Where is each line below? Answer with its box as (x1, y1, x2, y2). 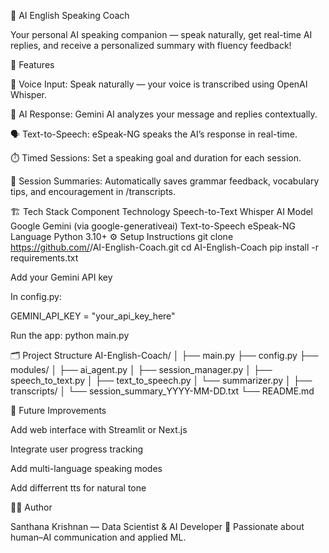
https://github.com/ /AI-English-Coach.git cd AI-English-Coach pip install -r (10, 241, 319, 253)
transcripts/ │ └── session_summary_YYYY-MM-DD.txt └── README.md (10, 385, 315, 397)
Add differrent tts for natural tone (10, 482, 147, 494)
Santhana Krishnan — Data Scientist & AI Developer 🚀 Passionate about (10, 521, 305, 532)
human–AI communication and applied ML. (10, 531, 187, 543)
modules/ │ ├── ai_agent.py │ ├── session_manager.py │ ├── (10, 364, 273, 375)
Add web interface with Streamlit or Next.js (10, 424, 188, 435)
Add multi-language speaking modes (10, 463, 163, 474)
